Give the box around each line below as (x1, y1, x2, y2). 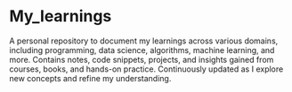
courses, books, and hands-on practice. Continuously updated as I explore (9, 64, 284, 74)
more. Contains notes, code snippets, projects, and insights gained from (9, 54, 274, 65)
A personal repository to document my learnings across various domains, (9, 35, 279, 46)
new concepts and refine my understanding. (9, 73, 172, 83)
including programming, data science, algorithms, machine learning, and (9, 44, 275, 55)
